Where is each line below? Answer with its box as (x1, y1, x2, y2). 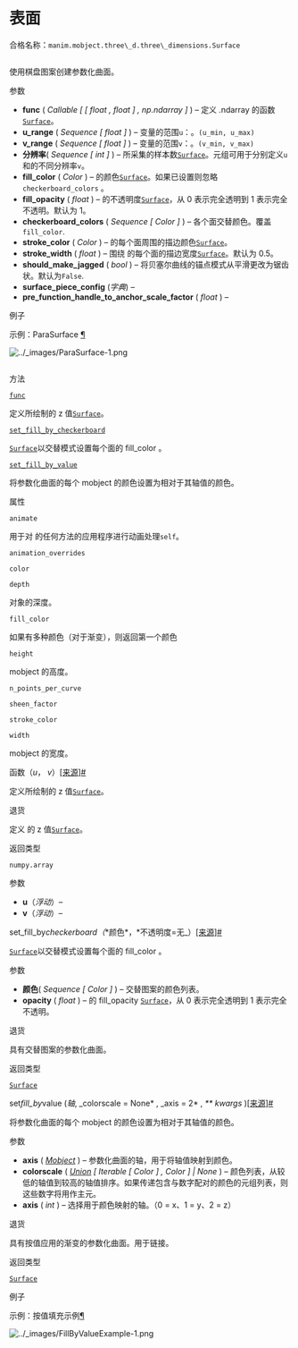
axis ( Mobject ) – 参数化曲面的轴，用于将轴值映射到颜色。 (21, 1155, 238, 1166)
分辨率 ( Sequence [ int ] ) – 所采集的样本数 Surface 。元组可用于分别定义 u (21, 148, 288, 159)
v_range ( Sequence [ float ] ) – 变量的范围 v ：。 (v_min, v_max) (21, 138, 254, 148)
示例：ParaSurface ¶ (9, 328, 87, 340)
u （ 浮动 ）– (21, 896, 63, 907)
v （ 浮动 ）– (21, 907, 63, 918)
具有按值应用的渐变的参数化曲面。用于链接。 (9, 1237, 174, 1248)
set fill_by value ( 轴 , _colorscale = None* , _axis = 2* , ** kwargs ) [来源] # (9, 1098, 274, 1108)
